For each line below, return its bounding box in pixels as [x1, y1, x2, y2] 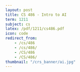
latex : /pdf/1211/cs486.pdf [5, 26, 65, 31]
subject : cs [5, 21, 30, 27]
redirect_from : [5, 36, 37, 41]
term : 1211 [5, 17, 28, 22]
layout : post [5, 7, 33, 13]
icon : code [5, 31, 28, 36]
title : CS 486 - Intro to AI [5, 12, 67, 17]
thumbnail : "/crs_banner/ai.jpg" [5, 59, 76, 64]
